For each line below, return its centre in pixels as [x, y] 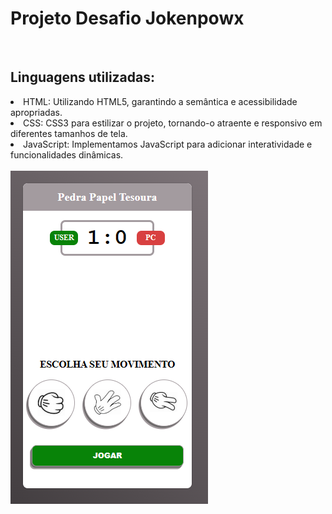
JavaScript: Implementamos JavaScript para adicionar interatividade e [168, 144]
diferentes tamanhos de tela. [69, 133]
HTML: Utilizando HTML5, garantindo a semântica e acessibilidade [160, 101]
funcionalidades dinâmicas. [67, 154]
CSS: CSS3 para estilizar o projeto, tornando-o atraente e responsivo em [173, 123]
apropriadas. [36, 112]
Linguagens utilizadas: [83, 77]
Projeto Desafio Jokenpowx [127, 18]
